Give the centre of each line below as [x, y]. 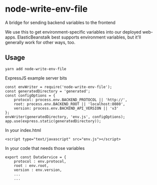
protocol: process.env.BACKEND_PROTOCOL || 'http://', [71, 100]
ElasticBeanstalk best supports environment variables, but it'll [79, 37]
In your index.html [23, 130]
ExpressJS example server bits [36, 78]
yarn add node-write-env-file [36, 69]
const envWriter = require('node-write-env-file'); [59, 87]
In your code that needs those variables [45, 148]
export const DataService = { [36, 157]
